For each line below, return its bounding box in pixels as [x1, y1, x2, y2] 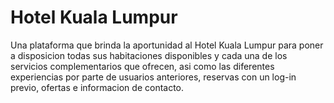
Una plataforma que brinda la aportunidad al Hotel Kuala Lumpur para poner [10, 39, 324, 51]
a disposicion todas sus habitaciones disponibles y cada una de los [10, 49, 288, 61]
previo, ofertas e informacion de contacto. [10, 81, 185, 93]
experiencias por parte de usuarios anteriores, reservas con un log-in [10, 71, 297, 83]
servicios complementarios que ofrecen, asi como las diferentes [10, 60, 275, 72]
